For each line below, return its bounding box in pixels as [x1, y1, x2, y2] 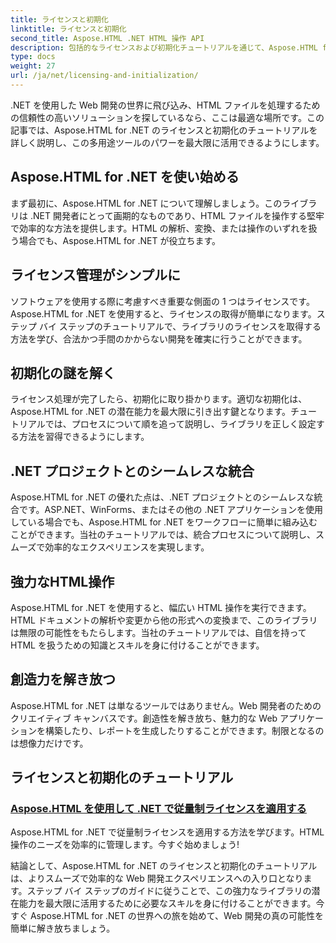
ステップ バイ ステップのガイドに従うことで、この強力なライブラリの [26, 885, 312, 897]
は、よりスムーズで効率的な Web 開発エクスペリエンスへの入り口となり [10, 872, 304, 885]
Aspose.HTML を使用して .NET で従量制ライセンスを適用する [10, 802, 307, 816]
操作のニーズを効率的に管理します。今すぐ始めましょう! [10, 839, 240, 851]
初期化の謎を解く [10, 364, 116, 381]
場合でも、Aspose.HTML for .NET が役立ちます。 [18, 234, 222, 246]
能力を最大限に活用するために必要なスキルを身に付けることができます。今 [18, 897, 325, 910]
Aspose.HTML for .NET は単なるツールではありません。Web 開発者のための [10, 699, 322, 711]
